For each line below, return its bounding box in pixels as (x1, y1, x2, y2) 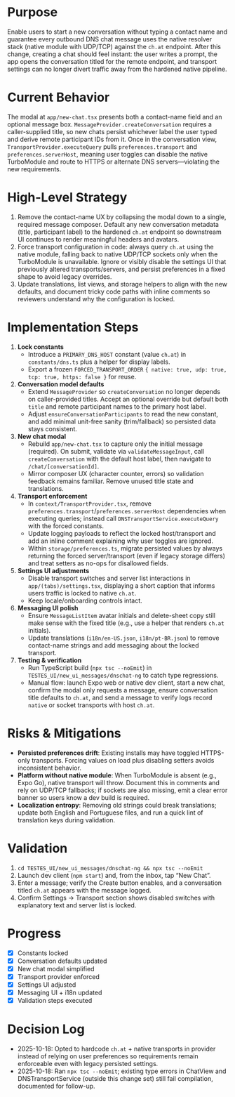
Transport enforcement (17, 492, 88, 500)
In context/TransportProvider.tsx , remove (27, 499, 152, 508)
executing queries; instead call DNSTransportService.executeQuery (27, 514, 219, 523)
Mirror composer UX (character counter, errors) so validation (27, 469, 205, 478)
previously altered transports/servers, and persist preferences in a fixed (17, 265, 226, 273)
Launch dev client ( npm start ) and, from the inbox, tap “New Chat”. (17, 871, 212, 879)
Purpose (7, 4, 58, 20)
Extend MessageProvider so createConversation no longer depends (27, 387, 221, 395)
